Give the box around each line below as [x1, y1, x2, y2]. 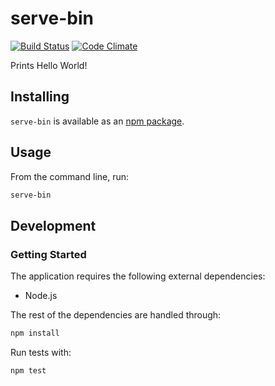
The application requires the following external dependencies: [10, 270, 266, 282]
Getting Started [10, 247, 87, 261]
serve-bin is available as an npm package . [10, 115, 185, 127]
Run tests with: [10, 347, 72, 358]
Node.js [24, 290, 58, 302]
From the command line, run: [10, 170, 130, 182]
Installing [10, 88, 70, 106]
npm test [10, 366, 47, 376]
